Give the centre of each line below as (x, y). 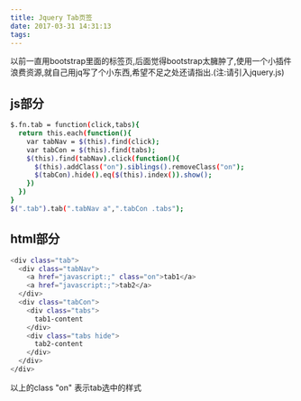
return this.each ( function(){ (75, 133)
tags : (20, 34)
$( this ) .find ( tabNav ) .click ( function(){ (103, 159)
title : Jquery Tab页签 (51, 18)
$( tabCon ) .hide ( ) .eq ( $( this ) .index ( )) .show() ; (123, 175)
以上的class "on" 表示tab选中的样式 (76, 387)
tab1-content (59, 319)
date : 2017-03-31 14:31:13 (61, 26)
